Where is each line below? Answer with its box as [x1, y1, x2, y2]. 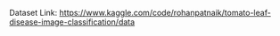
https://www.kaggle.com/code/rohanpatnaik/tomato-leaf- [59, 8, 272, 18]
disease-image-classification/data [9, 17, 136, 27]
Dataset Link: [9, 8, 58, 18]
